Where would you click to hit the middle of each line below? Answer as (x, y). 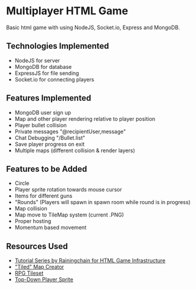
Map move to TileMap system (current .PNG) (69, 215)
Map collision (31, 209)
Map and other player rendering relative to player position (85, 119)
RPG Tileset (29, 273)
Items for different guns (44, 196)
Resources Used (37, 246)
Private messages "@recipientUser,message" (70, 131)
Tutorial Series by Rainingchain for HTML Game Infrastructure (90, 260)
